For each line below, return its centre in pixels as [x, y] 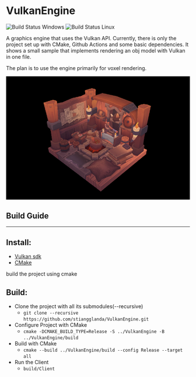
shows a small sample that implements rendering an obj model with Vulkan [96, 50]
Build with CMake [36, 344]
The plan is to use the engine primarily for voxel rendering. [76, 68]
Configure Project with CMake [51, 325]
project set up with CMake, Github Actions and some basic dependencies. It [97, 44]
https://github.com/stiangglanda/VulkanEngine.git [86, 319]
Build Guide [27, 216]
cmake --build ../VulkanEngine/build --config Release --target [103, 350]
